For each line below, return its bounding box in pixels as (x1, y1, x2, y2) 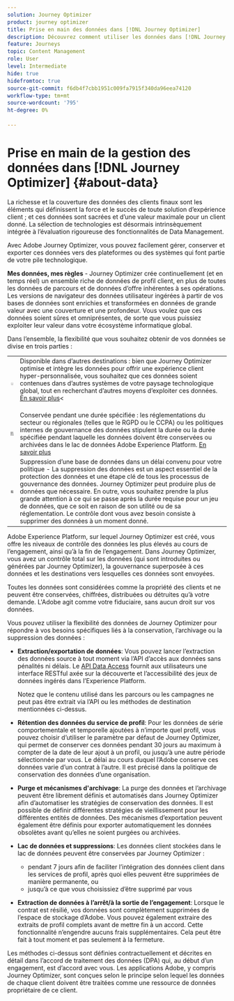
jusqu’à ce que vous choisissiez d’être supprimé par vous (27, 885, 193, 893)
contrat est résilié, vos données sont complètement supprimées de (17, 906, 210, 914)
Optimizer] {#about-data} (7, 175, 159, 191)
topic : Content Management (7, 48, 86, 55)
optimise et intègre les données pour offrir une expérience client (19, 364, 204, 372)
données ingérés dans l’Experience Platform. (17, 676, 146, 685)
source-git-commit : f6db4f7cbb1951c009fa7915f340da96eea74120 (7, 84, 192, 92)
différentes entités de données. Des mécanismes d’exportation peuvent (17, 813, 223, 822)
